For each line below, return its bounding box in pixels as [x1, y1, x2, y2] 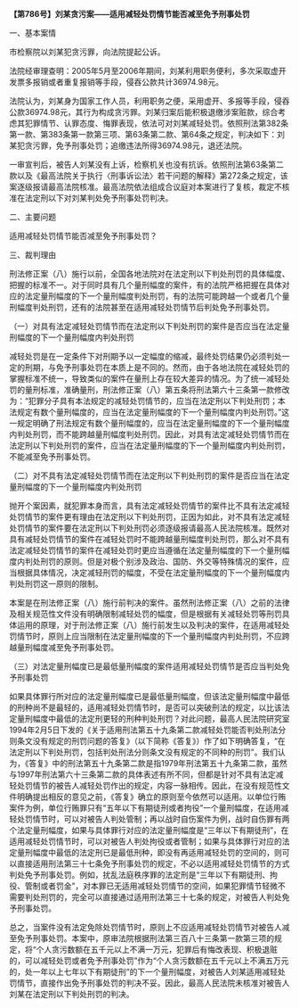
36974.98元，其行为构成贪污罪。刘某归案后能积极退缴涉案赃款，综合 [24, 107, 279, 117]
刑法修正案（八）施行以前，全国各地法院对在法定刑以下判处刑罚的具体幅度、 [9, 269, 290, 279]
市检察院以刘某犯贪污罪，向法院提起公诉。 [9, 46, 166, 57]
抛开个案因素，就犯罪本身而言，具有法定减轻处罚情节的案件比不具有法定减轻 [9, 500, 290, 511]
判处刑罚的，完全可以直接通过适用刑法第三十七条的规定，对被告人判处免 [24, 892, 290, 902]
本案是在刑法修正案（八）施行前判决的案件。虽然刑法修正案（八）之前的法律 [9, 598, 290, 607]
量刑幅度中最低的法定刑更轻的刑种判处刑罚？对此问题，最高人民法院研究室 [16, 714, 290, 723]
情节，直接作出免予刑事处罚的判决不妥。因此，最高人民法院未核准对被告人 [16, 978, 290, 988]
